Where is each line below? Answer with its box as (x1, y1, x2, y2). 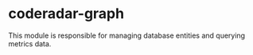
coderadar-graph (8, 5, 125, 23)
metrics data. (8, 38, 52, 48)
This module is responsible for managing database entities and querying (8, 31, 245, 40)
